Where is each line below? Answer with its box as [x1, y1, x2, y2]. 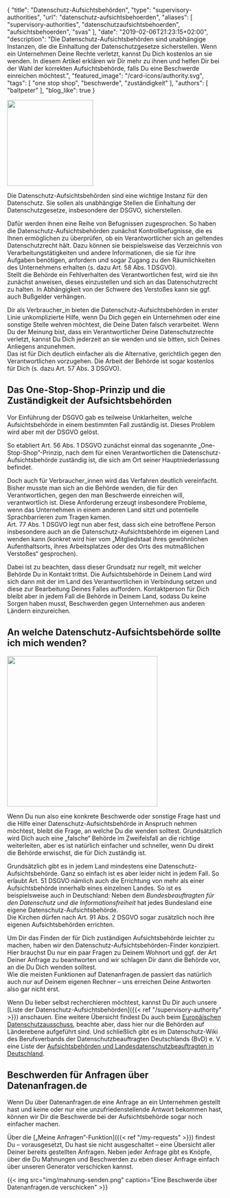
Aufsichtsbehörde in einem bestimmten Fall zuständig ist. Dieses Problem [7, 420, 215, 428]
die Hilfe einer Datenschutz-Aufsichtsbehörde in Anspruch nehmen [7, 819, 197, 827]
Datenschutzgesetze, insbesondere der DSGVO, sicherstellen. [7, 206, 183, 214]
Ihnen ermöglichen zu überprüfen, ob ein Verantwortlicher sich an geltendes [7, 234, 224, 242]
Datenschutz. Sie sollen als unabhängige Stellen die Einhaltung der [7, 199, 196, 207]
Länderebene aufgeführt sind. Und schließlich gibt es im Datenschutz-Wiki [7, 1027, 218, 1036]
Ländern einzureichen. [7, 607, 71, 615]
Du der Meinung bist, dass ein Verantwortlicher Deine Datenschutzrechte [7, 328, 214, 336]
